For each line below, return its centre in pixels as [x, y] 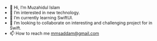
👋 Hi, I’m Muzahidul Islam [35, 7]
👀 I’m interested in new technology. [45, 13]
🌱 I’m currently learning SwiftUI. [41, 18]
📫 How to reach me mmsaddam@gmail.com [54, 33]
